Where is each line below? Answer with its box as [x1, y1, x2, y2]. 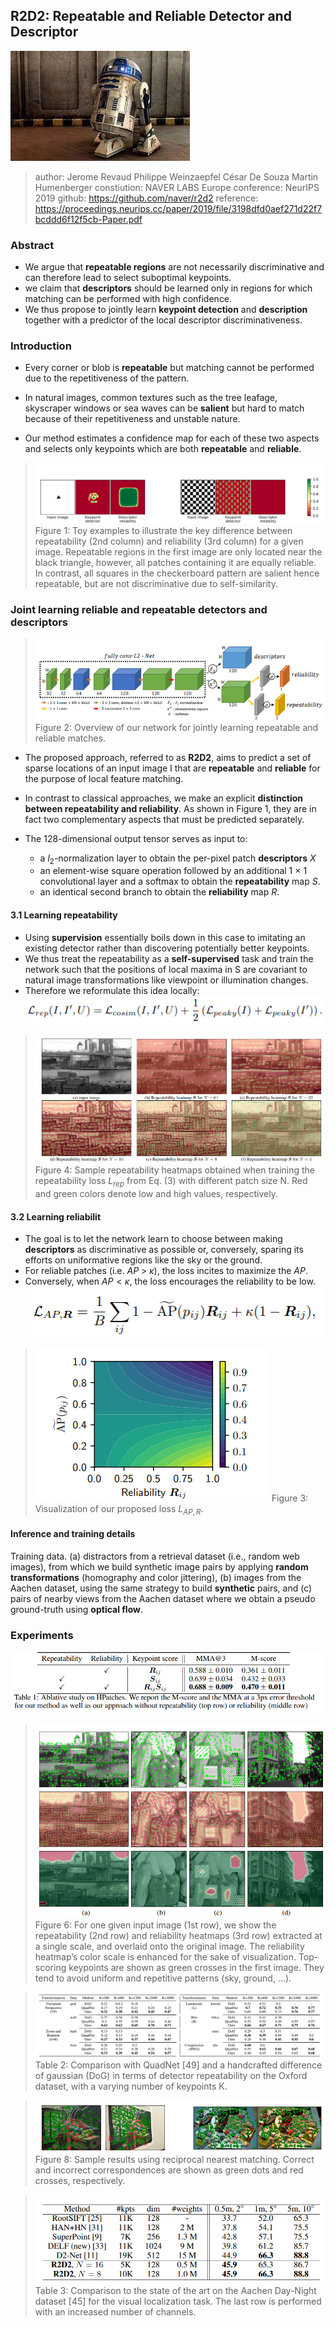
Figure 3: [271, 1492, 309, 1504]
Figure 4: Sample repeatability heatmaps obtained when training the [34, 1164, 316, 1176]
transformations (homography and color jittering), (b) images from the [10, 1572, 302, 1584]
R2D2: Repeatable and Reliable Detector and [10, 8, 292, 25]
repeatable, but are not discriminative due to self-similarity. [34, 577, 279, 589]
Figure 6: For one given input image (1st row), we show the [34, 1919, 277, 1931]
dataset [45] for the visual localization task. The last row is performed [34, 2295, 322, 2307]
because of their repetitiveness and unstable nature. [24, 413, 241, 425]
